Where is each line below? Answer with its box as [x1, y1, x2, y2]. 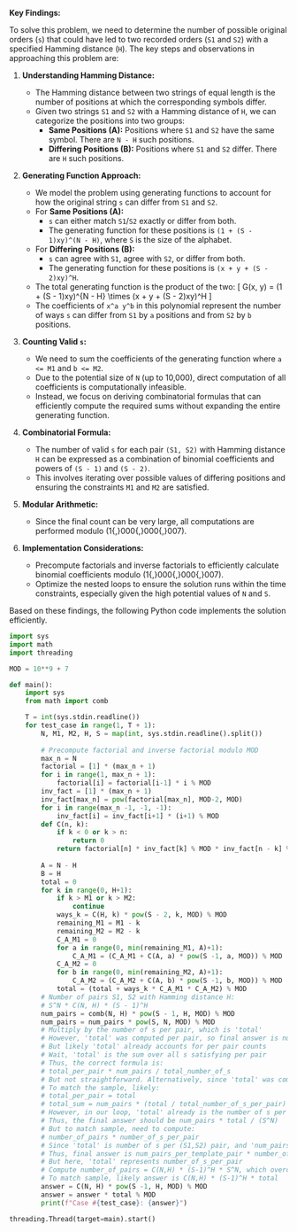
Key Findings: [9, 8, 61, 18]
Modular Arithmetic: [21, 500, 99, 509]
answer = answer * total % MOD [41, 1190, 156, 1199]
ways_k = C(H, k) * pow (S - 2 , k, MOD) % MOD [56, 910, 227, 919]
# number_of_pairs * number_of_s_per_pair [41, 1133, 200, 1142]
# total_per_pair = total [41, 1091, 137, 1101]
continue [72, 903, 104, 911]
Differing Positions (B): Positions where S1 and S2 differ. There [48, 143, 278, 154]
